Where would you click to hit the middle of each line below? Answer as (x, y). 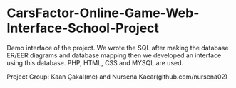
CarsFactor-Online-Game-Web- (103, 13)
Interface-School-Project (83, 28)
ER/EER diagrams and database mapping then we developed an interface (114, 55)
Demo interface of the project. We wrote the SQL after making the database (118, 48)
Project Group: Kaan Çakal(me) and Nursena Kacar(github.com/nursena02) (117, 77)
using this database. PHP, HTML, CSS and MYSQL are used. (95, 62)
